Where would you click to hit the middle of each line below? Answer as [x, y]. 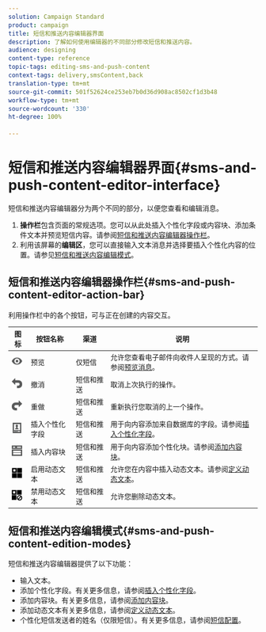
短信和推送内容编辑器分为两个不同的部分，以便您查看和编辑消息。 [116, 208]
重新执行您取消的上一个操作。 [159, 407]
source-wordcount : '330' [49, 109]
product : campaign [38, 25]
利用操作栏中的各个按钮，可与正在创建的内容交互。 [91, 315]
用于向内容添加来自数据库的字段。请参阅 [177, 425]
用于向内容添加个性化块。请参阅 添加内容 [177, 447]
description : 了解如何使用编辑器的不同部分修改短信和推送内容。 [102, 42]
